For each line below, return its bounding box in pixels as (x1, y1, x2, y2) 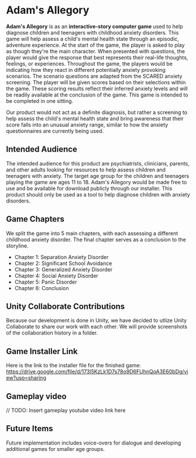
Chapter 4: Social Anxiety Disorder (14, 272, 98, 279)
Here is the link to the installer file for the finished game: (6, 362, 142, 369)
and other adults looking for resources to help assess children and (6, 166, 166, 173)
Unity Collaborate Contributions (6, 301, 125, 311)
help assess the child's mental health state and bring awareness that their (6, 115, 184, 122)
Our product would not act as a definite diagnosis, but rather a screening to (6, 109, 188, 116)
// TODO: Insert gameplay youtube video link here (6, 407, 126, 414)
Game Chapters (6, 214, 64, 224)
